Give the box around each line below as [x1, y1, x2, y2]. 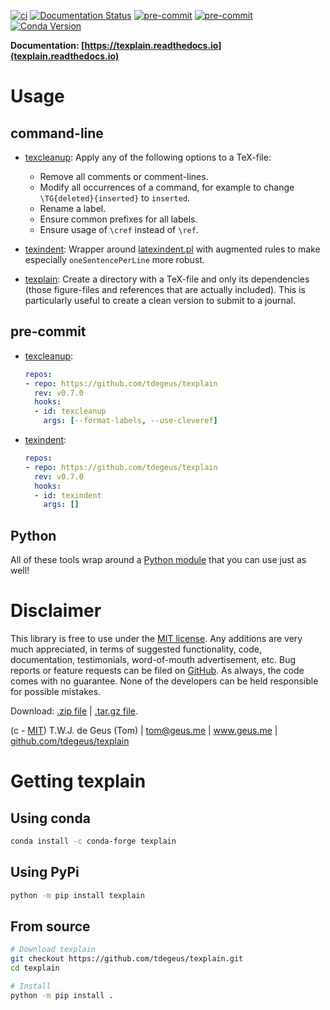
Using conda [10, 810, 91, 827]
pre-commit [10, 323, 87, 340]
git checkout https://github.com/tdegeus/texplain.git [10, 954, 244, 964]
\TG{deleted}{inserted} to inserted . [39, 192, 191, 204]
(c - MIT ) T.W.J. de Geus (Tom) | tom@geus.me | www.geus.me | [10, 725, 278, 737]
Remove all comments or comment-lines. [39, 171, 209, 182]
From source [10, 918, 91, 935]
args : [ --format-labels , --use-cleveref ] [43, 416, 218, 426]
